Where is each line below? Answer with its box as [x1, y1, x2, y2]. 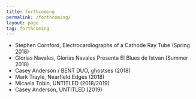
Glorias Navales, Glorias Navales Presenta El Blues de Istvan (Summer [14, 54, 189, 61]
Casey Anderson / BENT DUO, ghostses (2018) [14, 67, 131, 75]
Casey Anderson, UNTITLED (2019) [14, 86, 103, 93]
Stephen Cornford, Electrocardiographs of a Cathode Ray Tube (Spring [14, 42, 191, 49]
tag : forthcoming [6, 25, 50, 32]
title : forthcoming [6, 8, 55, 15]
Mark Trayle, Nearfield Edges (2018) [14, 73, 105, 81]
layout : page [6, 20, 39, 26]
